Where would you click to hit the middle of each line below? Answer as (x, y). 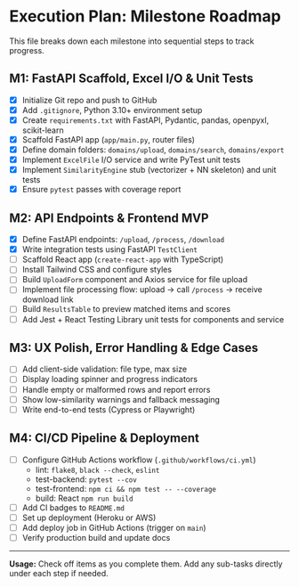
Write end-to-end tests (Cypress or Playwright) (109, 409)
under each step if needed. (59, 573)
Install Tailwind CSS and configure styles (97, 270)
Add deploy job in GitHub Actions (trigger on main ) (114, 527)
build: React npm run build (84, 498)
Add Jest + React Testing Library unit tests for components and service (153, 319)
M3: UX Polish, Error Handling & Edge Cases (134, 348)
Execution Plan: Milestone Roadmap (145, 16)
